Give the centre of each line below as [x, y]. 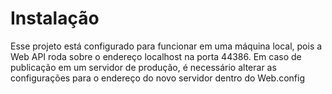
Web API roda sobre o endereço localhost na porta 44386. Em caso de [156, 56]
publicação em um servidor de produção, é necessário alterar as [143, 67]
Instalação [55, 18]
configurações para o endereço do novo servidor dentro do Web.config [158, 78]
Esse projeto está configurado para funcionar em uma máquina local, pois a [166, 46]
